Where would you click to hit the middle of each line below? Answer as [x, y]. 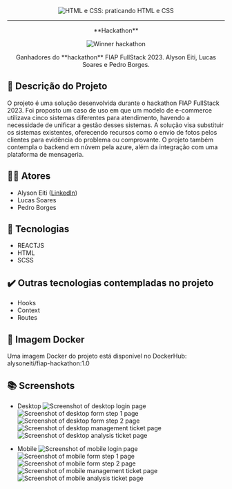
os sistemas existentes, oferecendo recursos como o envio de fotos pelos [112, 132]
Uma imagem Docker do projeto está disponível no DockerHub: [97, 356]
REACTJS [31, 246]
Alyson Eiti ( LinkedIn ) [47, 193]
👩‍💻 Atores [29, 176]
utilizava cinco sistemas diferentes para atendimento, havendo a [99, 117]
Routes [27, 318]
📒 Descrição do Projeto [57, 86]
